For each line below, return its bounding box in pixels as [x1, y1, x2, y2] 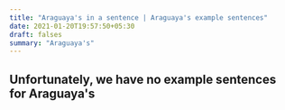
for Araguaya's [9, 86, 96, 101]
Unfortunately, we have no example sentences [9, 71, 277, 87]
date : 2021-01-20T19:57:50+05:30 [9, 22, 135, 31]
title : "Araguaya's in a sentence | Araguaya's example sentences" [9, 13, 269, 23]
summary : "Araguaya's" [9, 38, 95, 48]
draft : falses [9, 30, 63, 39]
